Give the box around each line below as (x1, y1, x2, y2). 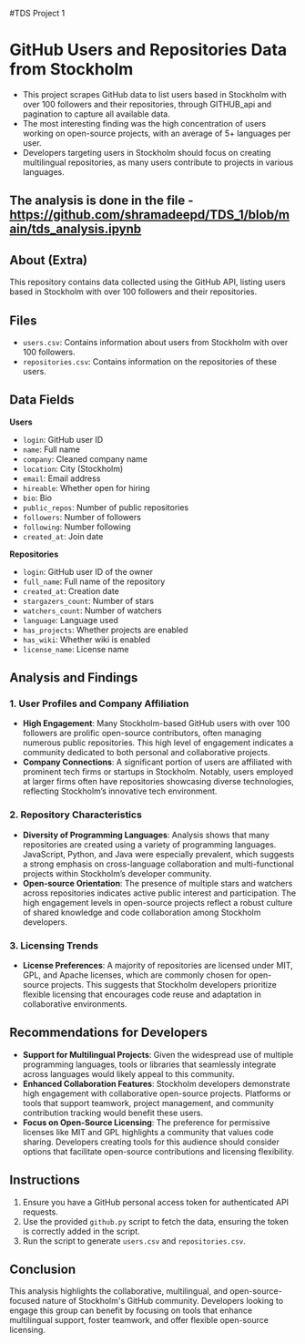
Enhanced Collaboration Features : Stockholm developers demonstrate (22, 1078, 290, 1089)
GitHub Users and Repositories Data (9, 40, 288, 60)
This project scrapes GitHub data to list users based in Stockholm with (22, 88, 287, 99)
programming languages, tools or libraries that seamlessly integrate (22, 1059, 277, 1070)
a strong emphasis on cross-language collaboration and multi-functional (22, 858, 294, 869)
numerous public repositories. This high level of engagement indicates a (22, 737, 294, 748)
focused (9, 1296, 41, 1307)
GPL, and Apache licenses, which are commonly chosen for (22, 970, 248, 980)
